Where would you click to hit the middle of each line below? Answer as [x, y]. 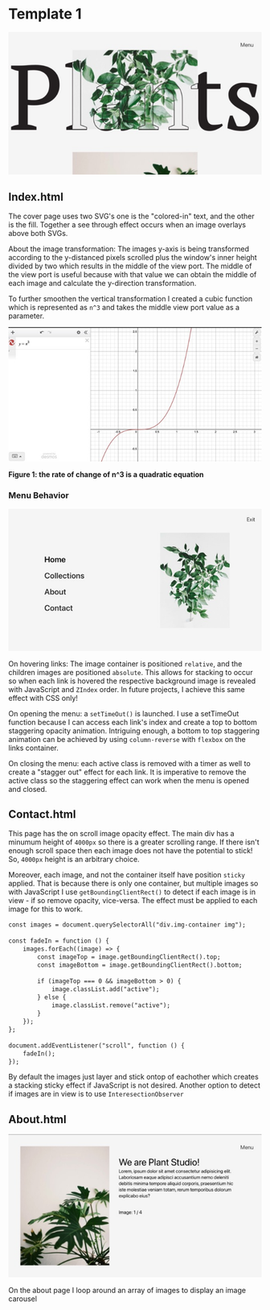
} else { [52, 997]
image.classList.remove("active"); [111, 1005]
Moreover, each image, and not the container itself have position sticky [127, 875]
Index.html [36, 197]
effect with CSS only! [43, 698]
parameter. [27, 316]
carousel [23, 1299]
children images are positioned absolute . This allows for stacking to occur [131, 672]
